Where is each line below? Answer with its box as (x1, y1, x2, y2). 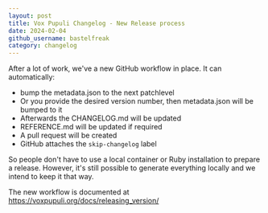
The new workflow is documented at (8, 187, 130, 197)
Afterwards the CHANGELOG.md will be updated (19, 113, 182, 123)
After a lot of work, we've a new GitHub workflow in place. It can (8, 63, 222, 73)
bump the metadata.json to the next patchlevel (19, 88, 175, 97)
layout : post (8, 11, 52, 20)
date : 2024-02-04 (8, 27, 67, 35)
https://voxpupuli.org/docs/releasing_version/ (8, 196, 159, 206)
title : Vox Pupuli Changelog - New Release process (8, 19, 185, 27)
